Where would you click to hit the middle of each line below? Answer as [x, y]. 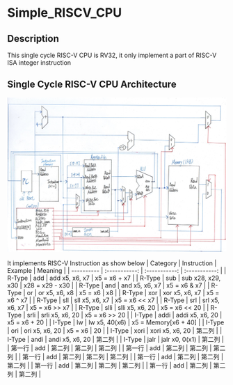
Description [33, 39]
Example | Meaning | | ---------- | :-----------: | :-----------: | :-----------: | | [117, 270]
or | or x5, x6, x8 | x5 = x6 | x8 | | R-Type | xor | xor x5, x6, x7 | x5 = [123, 292]
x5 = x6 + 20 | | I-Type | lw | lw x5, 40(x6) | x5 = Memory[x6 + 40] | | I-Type [116, 322]
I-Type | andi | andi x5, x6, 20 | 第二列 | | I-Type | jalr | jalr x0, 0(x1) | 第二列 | [115, 339]
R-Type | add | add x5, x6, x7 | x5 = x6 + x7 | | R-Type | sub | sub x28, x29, [114, 278]
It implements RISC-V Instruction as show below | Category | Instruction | [112, 263]
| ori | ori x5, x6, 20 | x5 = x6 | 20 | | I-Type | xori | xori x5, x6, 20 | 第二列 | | [115, 330]
